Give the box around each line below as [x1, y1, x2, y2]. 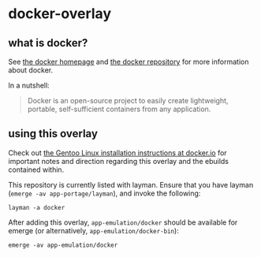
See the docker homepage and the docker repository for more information [8, 57, 249, 66]
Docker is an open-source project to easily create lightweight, [27, 96, 229, 105]
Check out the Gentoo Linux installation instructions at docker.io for [8, 147, 227, 158]
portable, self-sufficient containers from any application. [27, 104, 211, 114]
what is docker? [8, 36, 88, 50]
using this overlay [8, 127, 99, 140]
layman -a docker [8, 203, 65, 211]
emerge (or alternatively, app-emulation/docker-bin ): [8, 225, 179, 235]
